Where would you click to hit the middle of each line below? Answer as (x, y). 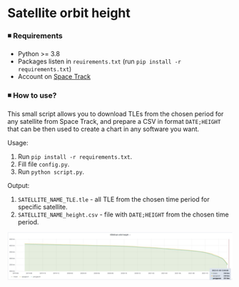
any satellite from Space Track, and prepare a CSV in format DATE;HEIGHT (114, 121)
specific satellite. (42, 207)
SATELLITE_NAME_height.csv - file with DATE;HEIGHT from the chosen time (123, 214)
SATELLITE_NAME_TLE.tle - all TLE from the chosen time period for (113, 199)
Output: (19, 185)
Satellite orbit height (69, 13)
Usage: (18, 142)
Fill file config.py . (44, 164)
